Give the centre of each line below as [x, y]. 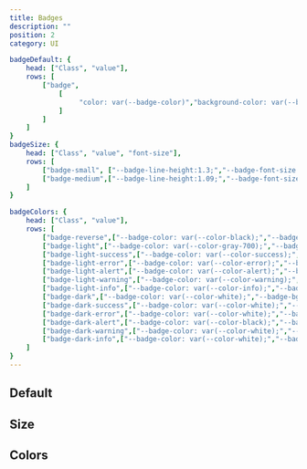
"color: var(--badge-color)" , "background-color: [173, 102]
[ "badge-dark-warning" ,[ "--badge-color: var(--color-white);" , [165, 331]
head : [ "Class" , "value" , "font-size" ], [104, 153]
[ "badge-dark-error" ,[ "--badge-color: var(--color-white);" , [161, 314]
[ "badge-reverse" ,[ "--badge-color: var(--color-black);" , [155, 237]
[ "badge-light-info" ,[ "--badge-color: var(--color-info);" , [159, 288]
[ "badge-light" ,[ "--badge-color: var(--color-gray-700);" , [157, 246]
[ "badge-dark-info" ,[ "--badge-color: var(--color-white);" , [159, 339]
